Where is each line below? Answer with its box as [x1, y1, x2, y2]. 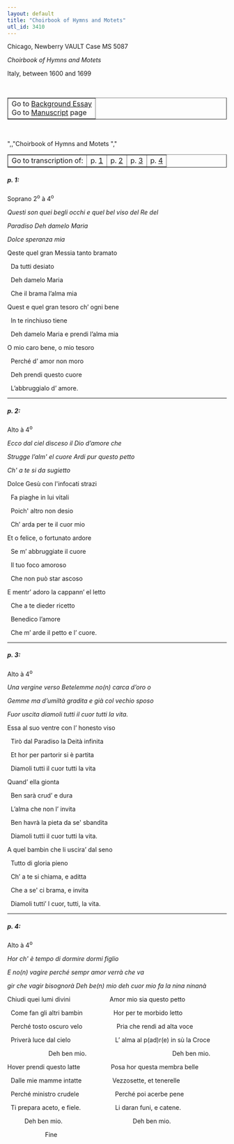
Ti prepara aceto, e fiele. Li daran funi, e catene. [10, 1103, 181, 1111]
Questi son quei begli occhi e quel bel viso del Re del [7, 208, 159, 217]
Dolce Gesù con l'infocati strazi [7, 479, 97, 487]
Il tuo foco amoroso [10, 560, 67, 569]
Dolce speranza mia [7, 235, 65, 243]
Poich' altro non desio [10, 506, 74, 515]
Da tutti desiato [10, 263, 54, 270]
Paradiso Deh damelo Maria [7, 221, 88, 230]
